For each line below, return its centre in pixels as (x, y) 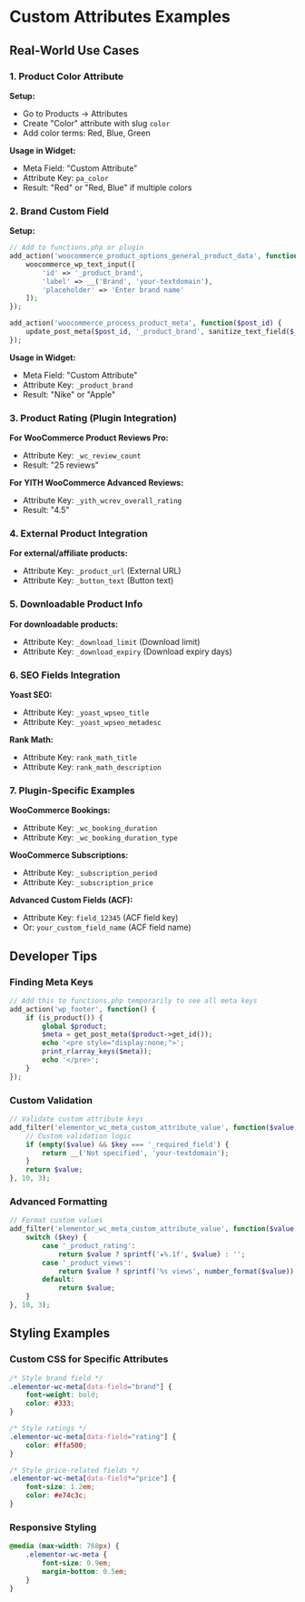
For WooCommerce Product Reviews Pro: (89, 438)
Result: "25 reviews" (61, 465)
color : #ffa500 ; (57, 1445)
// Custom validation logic (79, 1136)
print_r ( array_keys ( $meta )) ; (97, 1052)
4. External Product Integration (79, 534)
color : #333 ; (50, 1404)
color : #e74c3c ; (57, 1496)
